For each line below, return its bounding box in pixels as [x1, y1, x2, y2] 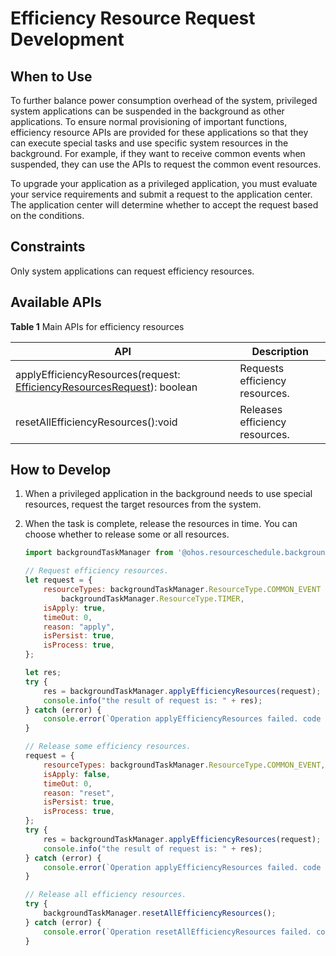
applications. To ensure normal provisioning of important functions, [10, 116, 288, 127]
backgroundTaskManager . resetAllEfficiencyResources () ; [43, 908, 277, 919]
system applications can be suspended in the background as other [10, 105, 285, 117]
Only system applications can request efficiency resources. [10, 265, 255, 277]
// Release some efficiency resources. [24, 742, 192, 752]
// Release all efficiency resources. [24, 890, 187, 900]
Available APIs [10, 294, 102, 311]
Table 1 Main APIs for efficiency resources [10, 320, 185, 332]
